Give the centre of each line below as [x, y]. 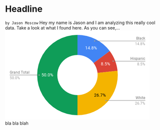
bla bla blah [17, 123]
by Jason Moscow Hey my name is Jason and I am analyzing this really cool [80, 23]
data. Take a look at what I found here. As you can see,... [63, 27]
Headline [24, 9]
